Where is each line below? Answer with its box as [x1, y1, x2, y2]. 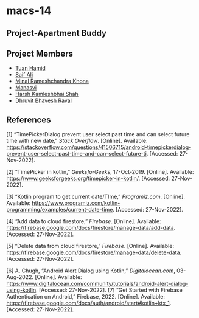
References [6, 114, 51, 125]
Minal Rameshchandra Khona [15, 77, 89, 85]
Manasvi [15, 84, 37, 91]
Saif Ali [15, 71, 33, 78]
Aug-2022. [6, 274, 33, 281]
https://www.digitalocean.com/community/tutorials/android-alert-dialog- [6, 280, 189, 288]
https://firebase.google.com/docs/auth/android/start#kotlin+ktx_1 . [6, 299, 172, 307]
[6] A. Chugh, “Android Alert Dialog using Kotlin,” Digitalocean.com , [6, 267, 175, 274]
